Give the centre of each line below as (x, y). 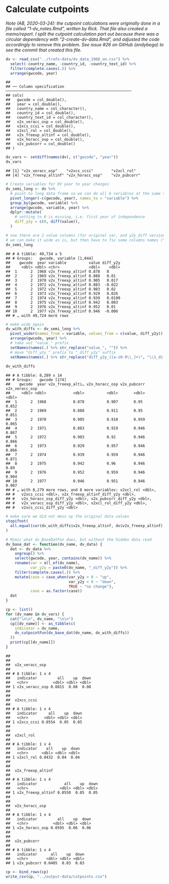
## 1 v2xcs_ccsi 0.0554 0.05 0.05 (44, 722)
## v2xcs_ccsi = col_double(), (41, 126)
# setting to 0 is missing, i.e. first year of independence (80, 217)
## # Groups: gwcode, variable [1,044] (50, 258)
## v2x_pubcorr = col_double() (41, 144)
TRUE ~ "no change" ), (91, 586)
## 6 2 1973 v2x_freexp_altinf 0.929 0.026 (62, 293)
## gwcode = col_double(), (36, 100)
